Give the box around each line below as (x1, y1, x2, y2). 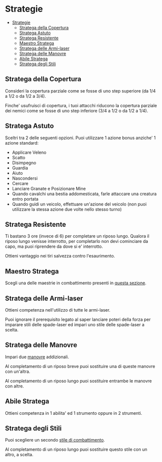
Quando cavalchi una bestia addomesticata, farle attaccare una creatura (12, 191, 157, 197)
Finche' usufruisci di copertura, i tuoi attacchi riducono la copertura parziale (5, 102, 157, 108)
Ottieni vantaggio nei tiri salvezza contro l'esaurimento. (5, 253, 115, 259)
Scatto (12, 154, 26, 160)
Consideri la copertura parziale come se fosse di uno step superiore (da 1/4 (5, 88, 156, 93)
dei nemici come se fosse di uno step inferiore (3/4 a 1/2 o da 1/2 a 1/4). (5, 108, 148, 113)
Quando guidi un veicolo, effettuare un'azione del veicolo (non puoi (12, 201, 147, 207)
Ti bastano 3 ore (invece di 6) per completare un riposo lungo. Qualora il (5, 233, 149, 239)
